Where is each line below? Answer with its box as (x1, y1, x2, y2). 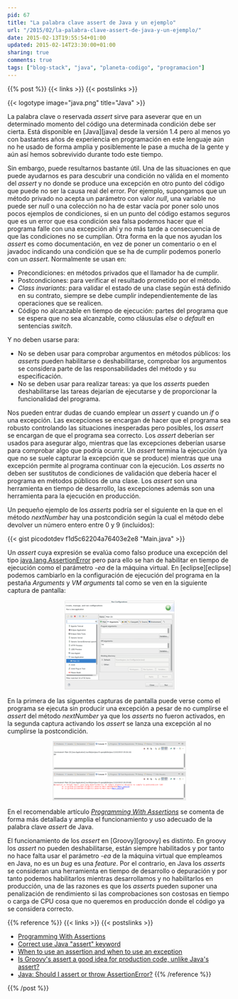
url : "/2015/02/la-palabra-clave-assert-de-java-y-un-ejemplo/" (7, 26, 202, 33)
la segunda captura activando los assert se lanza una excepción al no (7, 719, 212, 728)
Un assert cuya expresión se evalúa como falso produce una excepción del (7, 548, 228, 557)
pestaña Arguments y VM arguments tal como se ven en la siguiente (7, 578, 207, 587)
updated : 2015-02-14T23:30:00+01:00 (7, 41, 116, 49)
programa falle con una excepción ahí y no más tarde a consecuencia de (7, 224, 220, 233)
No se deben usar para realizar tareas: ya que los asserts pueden (17, 379, 210, 388)
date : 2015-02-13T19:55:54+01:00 (7, 34, 107, 41)
